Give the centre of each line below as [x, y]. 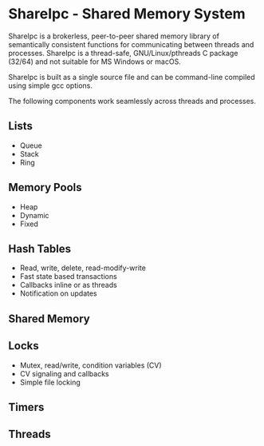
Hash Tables [40, 249]
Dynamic [34, 215]
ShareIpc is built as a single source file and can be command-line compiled [132, 77]
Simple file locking [50, 382]
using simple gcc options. [51, 86]
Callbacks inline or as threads [68, 285]
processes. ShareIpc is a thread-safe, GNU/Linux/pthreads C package [123, 53]
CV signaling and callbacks [64, 373]
